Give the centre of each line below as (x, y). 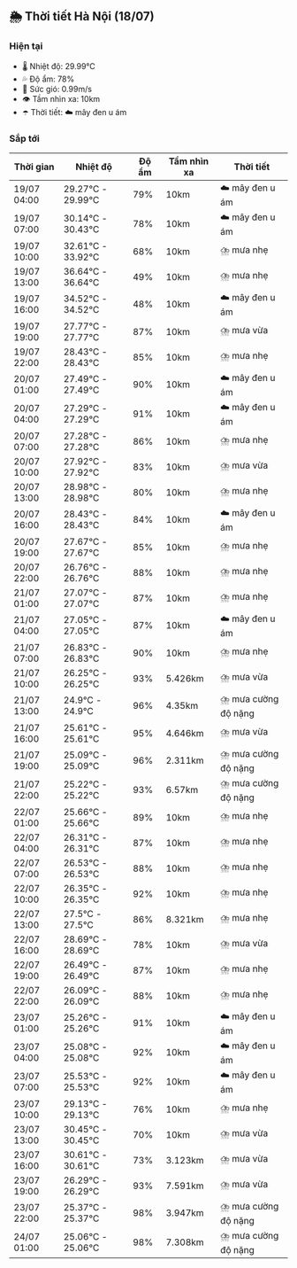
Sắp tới (24, 138)
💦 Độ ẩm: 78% (48, 79)
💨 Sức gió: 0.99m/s (57, 89)
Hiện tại (26, 46)
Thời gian (34, 167)
